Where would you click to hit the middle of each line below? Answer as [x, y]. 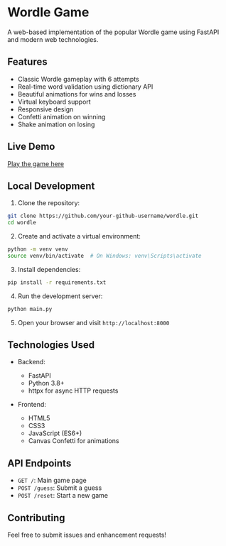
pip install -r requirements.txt [57, 282]
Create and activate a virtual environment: [79, 236]
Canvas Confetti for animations [74, 441]
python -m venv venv [38, 249]
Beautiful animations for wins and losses [77, 94]
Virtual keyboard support [54, 102]
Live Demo [31, 147]
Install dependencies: [49, 269]
